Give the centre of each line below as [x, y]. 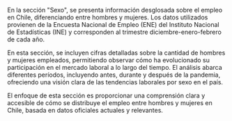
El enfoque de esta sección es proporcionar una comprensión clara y [106, 95]
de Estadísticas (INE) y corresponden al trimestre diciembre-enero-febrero [114, 32]
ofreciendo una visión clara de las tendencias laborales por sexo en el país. [115, 82]
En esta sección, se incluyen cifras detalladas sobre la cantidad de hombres [116, 53]
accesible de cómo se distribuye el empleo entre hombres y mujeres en [110, 103]
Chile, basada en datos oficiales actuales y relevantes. [85, 110]
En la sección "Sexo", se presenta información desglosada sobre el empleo [115, 10]
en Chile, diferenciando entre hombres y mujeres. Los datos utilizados [108, 17]
